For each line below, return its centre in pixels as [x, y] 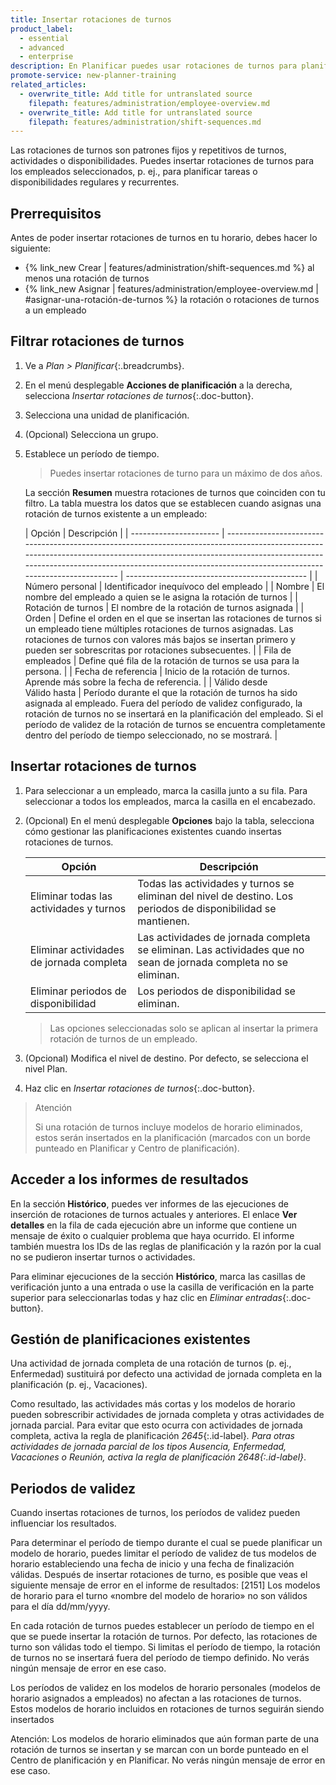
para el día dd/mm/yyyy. [60, 1607]
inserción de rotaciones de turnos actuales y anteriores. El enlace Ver [154, 1214]
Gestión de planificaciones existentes [130, 1339]
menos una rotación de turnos [87, 278]
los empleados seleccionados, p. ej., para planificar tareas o [134, 172]
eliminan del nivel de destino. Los [215, 896]
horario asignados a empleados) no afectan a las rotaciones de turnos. [156, 1698]
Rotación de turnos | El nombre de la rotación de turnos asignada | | [164, 607]
